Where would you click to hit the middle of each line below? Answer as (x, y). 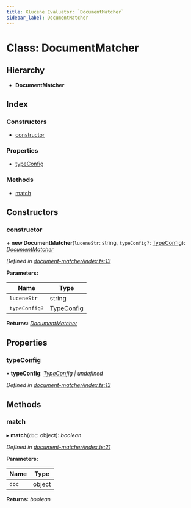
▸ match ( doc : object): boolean (44, 435)
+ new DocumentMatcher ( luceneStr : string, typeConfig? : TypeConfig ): (96, 243)
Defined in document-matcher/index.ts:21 (59, 447)
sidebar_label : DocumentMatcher (47, 18)
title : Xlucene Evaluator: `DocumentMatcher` (65, 12)
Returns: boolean (28, 499)
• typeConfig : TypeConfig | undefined (55, 374)
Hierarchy (26, 71)
